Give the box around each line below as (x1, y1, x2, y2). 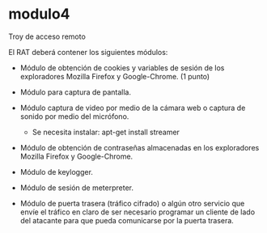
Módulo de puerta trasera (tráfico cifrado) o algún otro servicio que (19, 198, 245, 208)
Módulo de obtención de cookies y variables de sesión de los (19, 62, 225, 73)
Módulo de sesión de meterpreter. (19, 183, 134, 193)
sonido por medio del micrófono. (19, 111, 129, 121)
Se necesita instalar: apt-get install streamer (32, 127, 180, 137)
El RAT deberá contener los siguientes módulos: (8, 47, 168, 57)
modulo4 (8, 5, 70, 23)
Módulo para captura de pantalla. (19, 87, 132, 97)
